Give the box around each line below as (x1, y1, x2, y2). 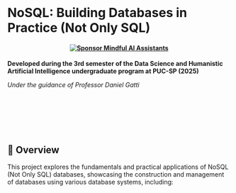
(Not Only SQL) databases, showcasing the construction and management (7, 170, 225, 179)
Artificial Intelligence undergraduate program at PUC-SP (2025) (7, 67, 200, 75)
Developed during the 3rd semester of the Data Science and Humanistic (7, 60, 223, 68)
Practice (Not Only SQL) (7, 20, 151, 36)
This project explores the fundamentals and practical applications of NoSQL (7, 162, 229, 171)
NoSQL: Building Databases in (7, 5, 188, 21)
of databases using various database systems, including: (7, 178, 174, 187)
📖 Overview (7, 143, 60, 156)
